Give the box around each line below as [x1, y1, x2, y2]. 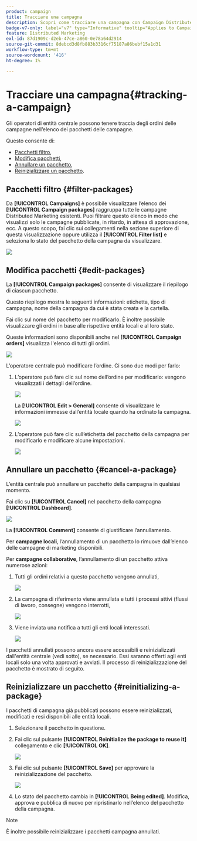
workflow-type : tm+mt [6, 47, 59, 53]
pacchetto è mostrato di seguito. [6, 665, 85, 672]
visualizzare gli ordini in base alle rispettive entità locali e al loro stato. [6, 322, 175, 329]
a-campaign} [6, 100, 72, 114]
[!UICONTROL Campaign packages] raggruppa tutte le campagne [6, 206, 167, 213]
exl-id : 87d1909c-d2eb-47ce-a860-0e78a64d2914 [6, 36, 122, 42]
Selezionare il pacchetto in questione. [14, 724, 106, 731]
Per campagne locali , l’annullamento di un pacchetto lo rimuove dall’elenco [6, 537, 188, 545]
